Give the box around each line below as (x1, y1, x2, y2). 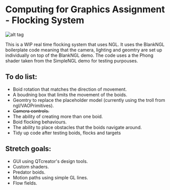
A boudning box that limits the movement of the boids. (12, 91, 128, 98)
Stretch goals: (5, 144, 51, 153)
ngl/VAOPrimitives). (12, 102, 54, 109)
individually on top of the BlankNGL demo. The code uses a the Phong (5, 52, 154, 58)
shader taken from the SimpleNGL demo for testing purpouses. (5, 57, 138, 64)
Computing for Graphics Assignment (5, 4, 165, 15)
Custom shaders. (12, 163, 49, 170)
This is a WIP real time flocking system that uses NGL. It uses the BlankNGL (5, 41, 165, 47)
